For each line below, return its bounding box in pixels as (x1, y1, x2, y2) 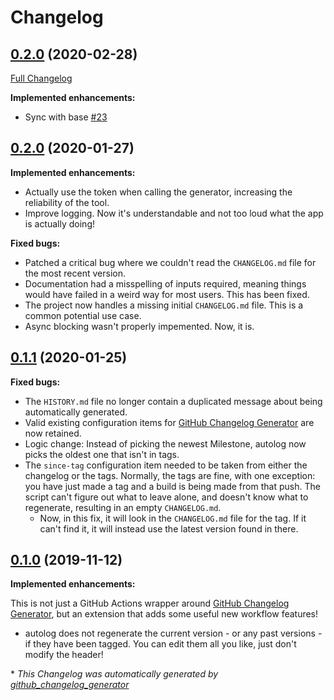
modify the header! (24, 649, 104, 661)
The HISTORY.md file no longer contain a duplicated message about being (24, 395, 323, 407)
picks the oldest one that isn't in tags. (24, 448, 180, 460)
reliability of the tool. (24, 196, 110, 208)
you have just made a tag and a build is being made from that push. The (24, 480, 321, 492)
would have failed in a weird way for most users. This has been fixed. (24, 288, 310, 300)
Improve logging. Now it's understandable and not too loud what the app (24, 207, 324, 219)
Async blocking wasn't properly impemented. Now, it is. (24, 320, 255, 332)
